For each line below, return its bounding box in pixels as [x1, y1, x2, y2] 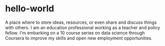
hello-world [5, 3, 55, 14]
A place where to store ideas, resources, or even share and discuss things [5, 19, 157, 25]
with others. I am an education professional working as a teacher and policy [5, 24, 161, 30]
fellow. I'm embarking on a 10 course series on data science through [5, 30, 145, 36]
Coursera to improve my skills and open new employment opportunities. [5, 35, 153, 41]
